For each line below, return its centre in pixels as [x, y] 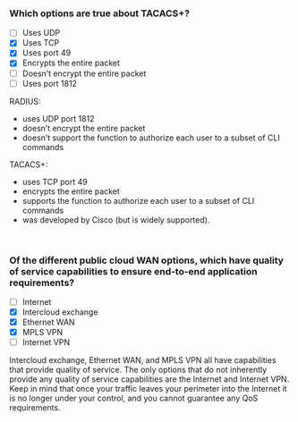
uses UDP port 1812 [58, 118]
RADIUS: [25, 101]
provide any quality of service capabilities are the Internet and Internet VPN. [149, 379]
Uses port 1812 [50, 83]
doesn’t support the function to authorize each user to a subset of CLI [151, 138]
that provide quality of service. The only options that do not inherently [138, 370]
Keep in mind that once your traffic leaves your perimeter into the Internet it [149, 389]
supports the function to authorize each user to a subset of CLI [138, 200]
